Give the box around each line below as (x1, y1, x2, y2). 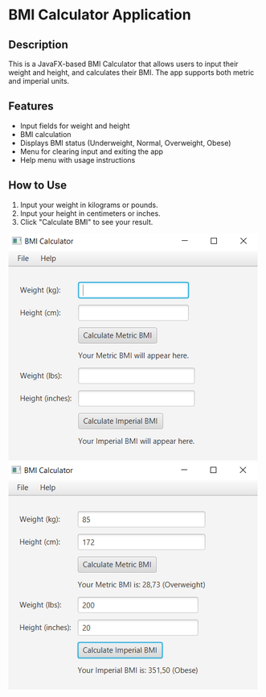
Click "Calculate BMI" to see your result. (19, 217, 153, 226)
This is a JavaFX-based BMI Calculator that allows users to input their (8, 59, 239, 68)
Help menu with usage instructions (19, 155, 136, 164)
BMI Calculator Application (8, 6, 191, 24)
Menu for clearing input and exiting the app (19, 147, 163, 156)
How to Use (8, 179, 68, 193)
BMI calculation (19, 129, 72, 139)
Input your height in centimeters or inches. (19, 208, 161, 218)
